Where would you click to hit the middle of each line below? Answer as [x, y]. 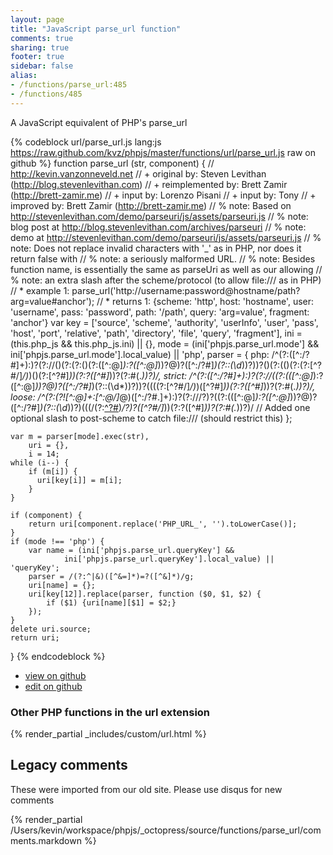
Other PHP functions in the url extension [110, 712]
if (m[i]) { [53, 471]
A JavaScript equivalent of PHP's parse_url [99, 122]
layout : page [37, 19]
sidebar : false [42, 66]
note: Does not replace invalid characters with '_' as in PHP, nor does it [156, 248]
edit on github [53, 686]
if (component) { [46, 515]
